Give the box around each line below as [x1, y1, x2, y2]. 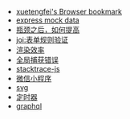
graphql [15, 101, 43, 111]
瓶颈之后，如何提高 [15, 25, 80, 35]
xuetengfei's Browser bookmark [15, 7, 123, 16]
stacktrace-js [15, 64, 60, 73]
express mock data [15, 15, 79, 25]
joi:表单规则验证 [15, 35, 69, 44]
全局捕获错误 [15, 55, 59, 64]
